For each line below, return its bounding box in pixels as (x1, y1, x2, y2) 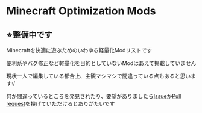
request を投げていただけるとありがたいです (6, 100, 115, 107)
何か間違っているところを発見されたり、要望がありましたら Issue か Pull (6, 93, 181, 100)
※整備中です (6, 29, 52, 40)
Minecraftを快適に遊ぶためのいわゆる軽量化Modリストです (6, 47, 153, 53)
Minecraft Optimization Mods (6, 4, 156, 18)
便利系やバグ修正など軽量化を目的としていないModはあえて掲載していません (6, 60, 197, 67)
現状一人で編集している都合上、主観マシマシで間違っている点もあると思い (6, 72, 191, 79)
